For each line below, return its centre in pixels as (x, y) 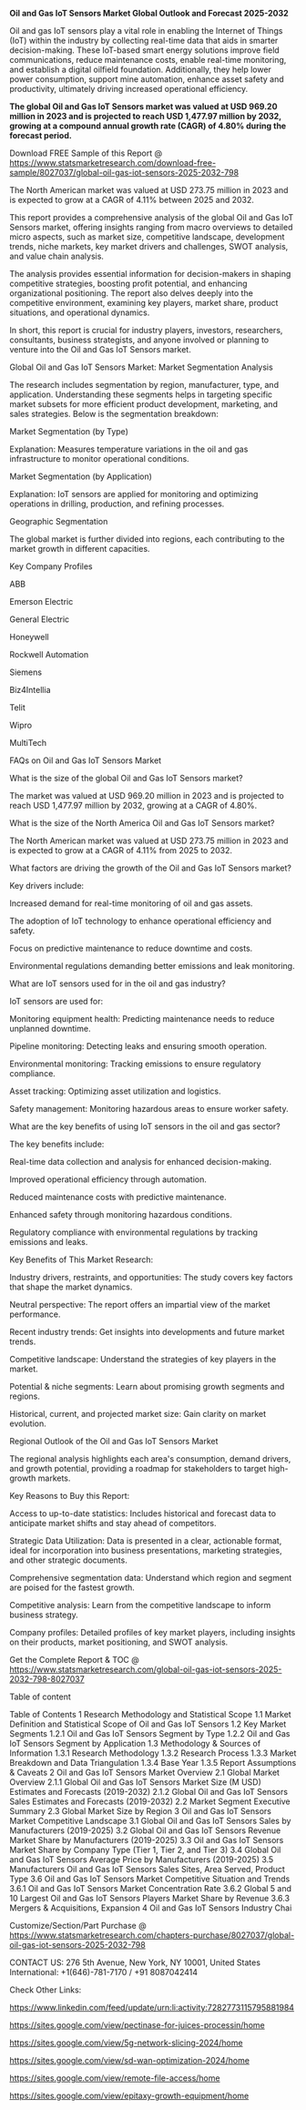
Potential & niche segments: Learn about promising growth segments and (147, 1386)
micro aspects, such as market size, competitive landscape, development (147, 237)
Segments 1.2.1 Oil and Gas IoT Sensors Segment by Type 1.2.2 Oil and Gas (150, 1733)
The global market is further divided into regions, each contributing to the (147, 539)
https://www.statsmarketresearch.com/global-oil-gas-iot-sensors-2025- (146, 1669)
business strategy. (44, 1615)
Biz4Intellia (30, 690)
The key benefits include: (57, 1144)
